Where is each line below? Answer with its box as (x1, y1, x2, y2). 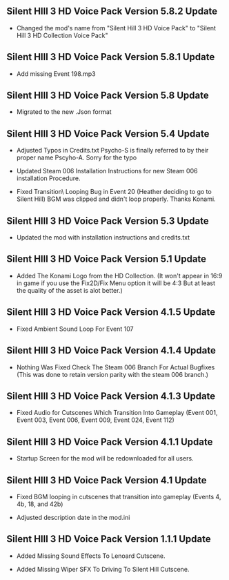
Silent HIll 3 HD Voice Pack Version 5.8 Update (6, 90, 210, 101)
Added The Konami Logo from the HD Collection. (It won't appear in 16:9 (16, 271, 223, 280)
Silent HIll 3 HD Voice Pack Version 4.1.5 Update (6, 307, 215, 318)
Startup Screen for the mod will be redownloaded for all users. (16, 454, 194, 463)
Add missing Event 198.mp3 (16, 69, 96, 78)
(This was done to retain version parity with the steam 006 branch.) (16, 370, 208, 378)
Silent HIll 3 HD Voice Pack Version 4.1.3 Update (6, 390, 216, 402)
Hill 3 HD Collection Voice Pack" (16, 31, 108, 39)
